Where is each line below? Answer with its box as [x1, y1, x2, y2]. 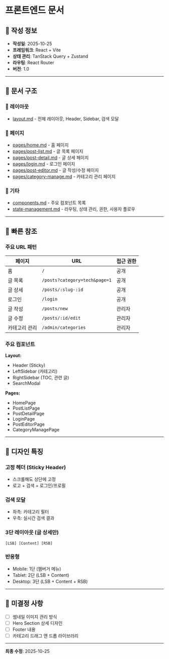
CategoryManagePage [12, 427, 59, 433]
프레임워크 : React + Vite [12, 47, 61, 53]
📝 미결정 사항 [5, 599, 44, 608]
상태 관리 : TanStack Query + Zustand [12, 54, 89, 59]
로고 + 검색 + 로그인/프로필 [12, 482, 66, 488]
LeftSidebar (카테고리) [12, 368, 58, 374]
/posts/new [42, 306, 68, 311]
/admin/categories [42, 324, 86, 330]
